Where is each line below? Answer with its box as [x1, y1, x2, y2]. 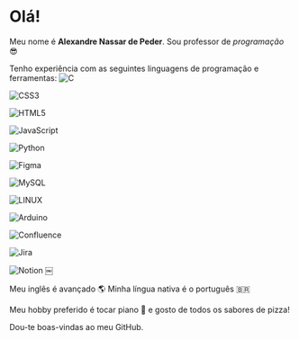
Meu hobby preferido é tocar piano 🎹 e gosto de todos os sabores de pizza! [9, 304, 290, 315]
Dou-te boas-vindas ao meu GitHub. [9, 321, 144, 332]
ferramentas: [9, 72, 58, 83]
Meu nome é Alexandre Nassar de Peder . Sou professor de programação [9, 36, 285, 47]
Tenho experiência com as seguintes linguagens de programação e [9, 63, 259, 74]
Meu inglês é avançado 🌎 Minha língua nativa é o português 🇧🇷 [9, 283, 250, 294]
